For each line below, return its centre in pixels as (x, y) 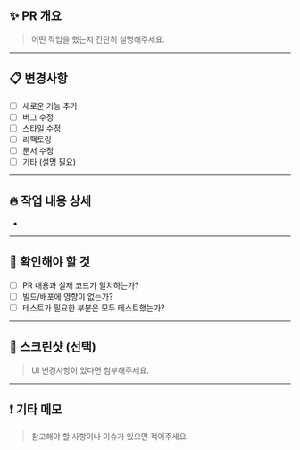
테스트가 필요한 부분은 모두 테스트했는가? (93, 308)
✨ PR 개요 (36, 16)
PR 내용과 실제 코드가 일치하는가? (81, 285)
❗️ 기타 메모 (36, 410)
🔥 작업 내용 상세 (50, 201)
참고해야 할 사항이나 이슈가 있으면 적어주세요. (110, 437)
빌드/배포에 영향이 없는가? (67, 296)
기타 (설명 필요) (49, 161)
